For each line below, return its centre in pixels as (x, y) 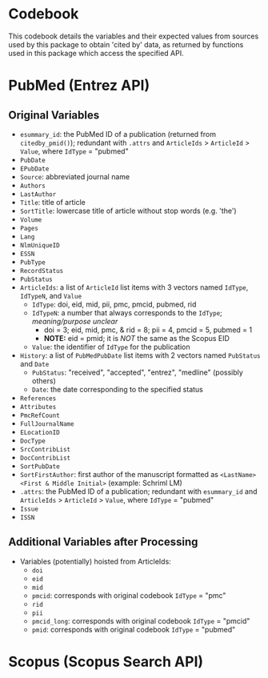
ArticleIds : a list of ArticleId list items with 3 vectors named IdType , (134, 287)
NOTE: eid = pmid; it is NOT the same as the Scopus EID (137, 338)
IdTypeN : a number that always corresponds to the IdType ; (127, 312)
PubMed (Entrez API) (79, 86)
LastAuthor (38, 194)
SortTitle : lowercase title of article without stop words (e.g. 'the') (128, 211)
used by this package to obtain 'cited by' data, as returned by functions (126, 44)
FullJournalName (47, 424)
